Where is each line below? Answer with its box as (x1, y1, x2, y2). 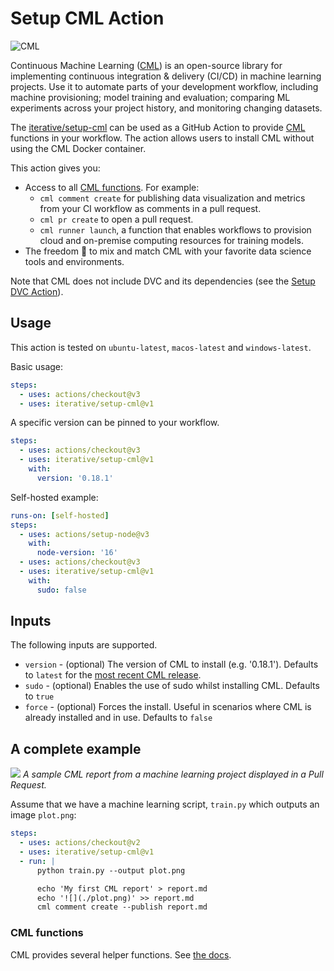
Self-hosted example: (10, 491, 99, 503)
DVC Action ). (10, 285, 64, 297)
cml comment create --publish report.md (36, 902, 208, 912)
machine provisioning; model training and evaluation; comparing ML (10, 91, 291, 103)
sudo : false (36, 585, 87, 595)
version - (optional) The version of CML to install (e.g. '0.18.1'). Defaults (24, 658, 319, 671)
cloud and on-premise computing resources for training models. (39, 234, 305, 246)
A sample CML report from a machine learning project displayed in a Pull (22, 768, 324, 781)
